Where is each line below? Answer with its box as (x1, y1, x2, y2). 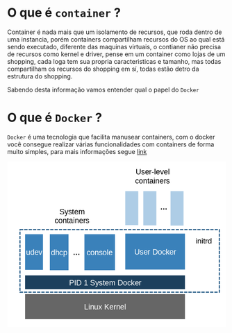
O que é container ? (7, 5, 122, 21)
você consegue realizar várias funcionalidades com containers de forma (7, 140, 215, 148)
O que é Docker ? (7, 110, 103, 126)
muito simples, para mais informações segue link (7, 147, 147, 155)
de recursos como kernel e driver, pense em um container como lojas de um (7, 50, 226, 58)
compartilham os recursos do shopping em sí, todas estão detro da (7, 65, 199, 73)
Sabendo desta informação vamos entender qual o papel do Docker (7, 85, 199, 94)
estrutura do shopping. (7, 71, 73, 80)
